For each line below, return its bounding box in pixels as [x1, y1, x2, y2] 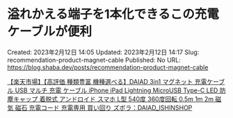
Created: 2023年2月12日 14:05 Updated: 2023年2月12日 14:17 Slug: [7, 48, 200, 56]
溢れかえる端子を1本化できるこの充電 [7, 6, 219, 22]
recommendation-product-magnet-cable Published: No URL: [7, 56, 181, 64]
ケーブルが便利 [7, 24, 93, 40]
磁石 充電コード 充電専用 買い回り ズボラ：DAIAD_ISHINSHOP [15, 103, 193, 112]
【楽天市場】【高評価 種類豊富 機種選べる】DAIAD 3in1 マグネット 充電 [7, 77, 207, 85]
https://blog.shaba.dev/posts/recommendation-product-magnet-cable [7, 63, 209, 71]
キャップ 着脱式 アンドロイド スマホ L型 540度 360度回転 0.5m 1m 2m [13, 94, 214, 103]
